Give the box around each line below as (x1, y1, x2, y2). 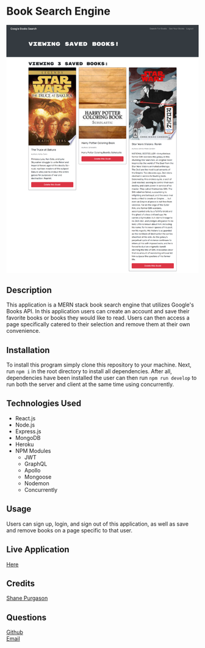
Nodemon (24, 479, 50, 487)
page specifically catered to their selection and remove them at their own (6, 321, 190, 328)
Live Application (6, 545, 70, 555)
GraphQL (24, 460, 48, 467)
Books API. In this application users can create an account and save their (6, 308, 190, 315)
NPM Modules (15, 447, 51, 454)
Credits (6, 578, 35, 589)
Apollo (24, 466, 41, 474)
